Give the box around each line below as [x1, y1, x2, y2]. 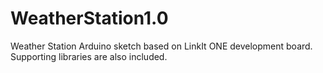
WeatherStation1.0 [10, 7, 169, 30]
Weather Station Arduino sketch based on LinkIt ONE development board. [10, 40, 313, 52]
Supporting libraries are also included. [10, 50, 168, 62]
